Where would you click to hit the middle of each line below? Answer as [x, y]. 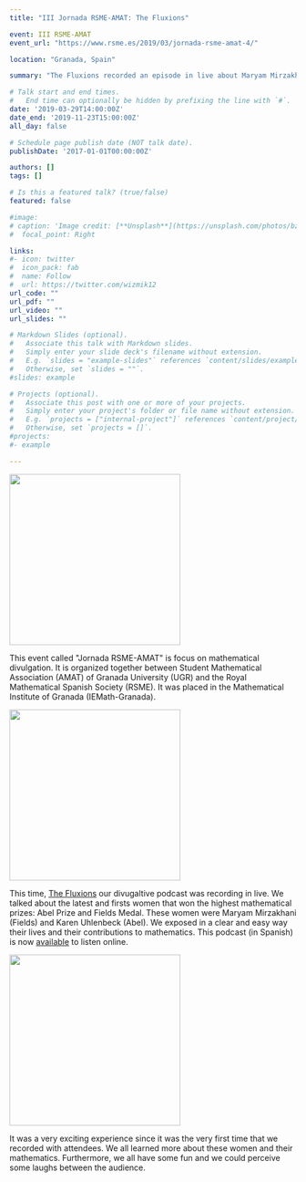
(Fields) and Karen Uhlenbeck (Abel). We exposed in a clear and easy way [149, 922]
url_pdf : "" [32, 302]
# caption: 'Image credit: [61, 226]
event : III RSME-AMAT [51, 34]
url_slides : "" [38, 319]
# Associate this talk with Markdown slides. [102, 344]
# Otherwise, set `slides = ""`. [77, 369]
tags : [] [26, 176]
